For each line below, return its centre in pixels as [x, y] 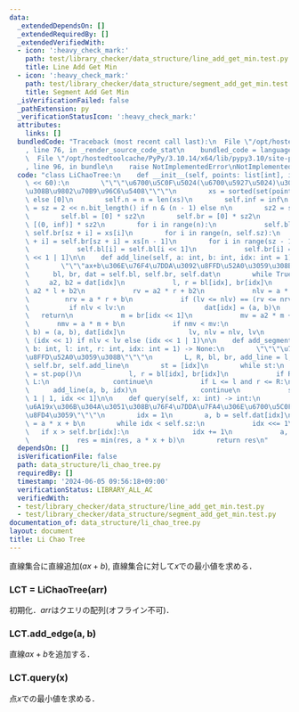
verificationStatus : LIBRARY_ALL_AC [85, 490]
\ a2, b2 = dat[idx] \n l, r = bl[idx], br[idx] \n [149, 282]
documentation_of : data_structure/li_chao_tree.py [105, 523]
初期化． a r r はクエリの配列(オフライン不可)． [92, 610]
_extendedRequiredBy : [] [63, 34]
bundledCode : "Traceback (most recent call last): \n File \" [135, 142]
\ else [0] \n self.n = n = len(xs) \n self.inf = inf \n [157, 200]
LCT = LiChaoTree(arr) [58, 589]
